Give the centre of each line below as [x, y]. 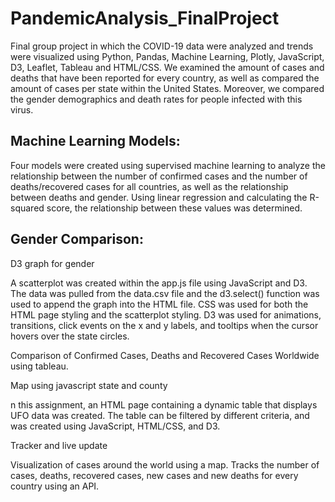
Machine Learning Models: [95, 141]
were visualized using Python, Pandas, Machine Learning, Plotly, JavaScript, [167, 56]
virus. [22, 109]
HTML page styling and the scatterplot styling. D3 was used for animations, [166, 314]
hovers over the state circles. [70, 336]
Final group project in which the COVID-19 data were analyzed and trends [162, 46]
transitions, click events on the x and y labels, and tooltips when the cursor [164, 325]
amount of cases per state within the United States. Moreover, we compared [167, 88]
